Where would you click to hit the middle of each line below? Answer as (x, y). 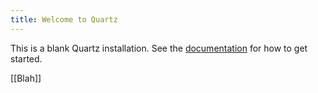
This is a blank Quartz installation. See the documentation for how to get (159, 48)
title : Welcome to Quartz (64, 19)
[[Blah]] (26, 78)
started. (26, 58)
